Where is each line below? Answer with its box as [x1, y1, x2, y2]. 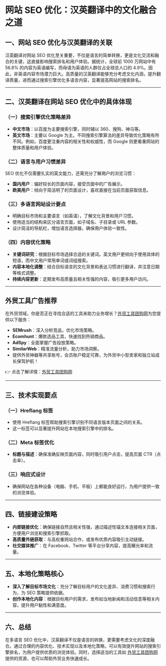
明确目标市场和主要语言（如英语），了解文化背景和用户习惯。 [12, 213, 136, 219]
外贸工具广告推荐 [5, 296, 57, 305]
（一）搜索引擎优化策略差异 [5, 114, 71, 121]
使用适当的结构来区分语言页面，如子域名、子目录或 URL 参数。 [12, 219, 141, 225]
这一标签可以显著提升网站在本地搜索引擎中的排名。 [12, 425, 117, 431]
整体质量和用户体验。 [12, 144, 56, 150]
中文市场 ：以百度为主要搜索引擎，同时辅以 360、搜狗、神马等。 [12, 126, 143, 132]
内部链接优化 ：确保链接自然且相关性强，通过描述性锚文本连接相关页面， [12, 524, 160, 530]
